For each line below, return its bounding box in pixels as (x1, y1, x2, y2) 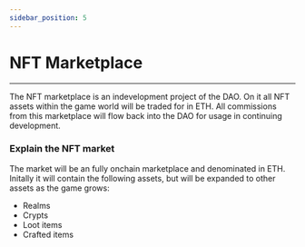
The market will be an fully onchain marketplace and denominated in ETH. (9, 163, 286, 173)
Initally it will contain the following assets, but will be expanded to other (9, 173, 276, 183)
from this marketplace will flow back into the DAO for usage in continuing (9, 110, 283, 121)
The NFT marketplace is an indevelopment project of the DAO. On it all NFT (9, 91, 290, 102)
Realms (22, 200, 51, 211)
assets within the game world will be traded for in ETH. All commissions (9, 101, 277, 112)
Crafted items (22, 229, 74, 240)
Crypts (22, 210, 48, 221)
